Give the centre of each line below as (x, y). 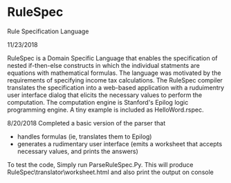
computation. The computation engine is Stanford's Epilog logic (98, 102)
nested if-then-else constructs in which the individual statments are (104, 65)
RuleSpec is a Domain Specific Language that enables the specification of (112, 58)
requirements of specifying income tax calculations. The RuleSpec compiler (115, 80)
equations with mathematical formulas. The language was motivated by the (114, 73)
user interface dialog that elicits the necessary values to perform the (105, 95)
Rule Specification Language (48, 31)
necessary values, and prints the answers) (77, 151)
